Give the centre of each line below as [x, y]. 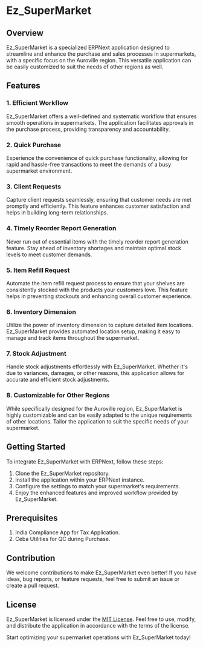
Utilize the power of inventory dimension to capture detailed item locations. [100, 325]
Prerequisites [32, 518]
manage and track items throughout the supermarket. [73, 338]
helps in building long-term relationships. [57, 213]
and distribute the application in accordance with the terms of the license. [98, 626]
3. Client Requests [34, 187]
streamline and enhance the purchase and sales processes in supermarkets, [101, 54]
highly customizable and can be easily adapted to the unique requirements [99, 415]
